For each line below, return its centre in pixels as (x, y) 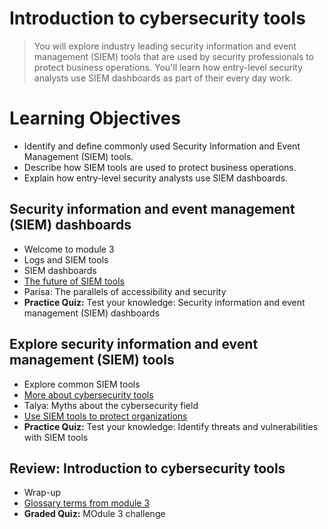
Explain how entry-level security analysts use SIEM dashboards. (156, 178)
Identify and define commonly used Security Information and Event (162, 146)
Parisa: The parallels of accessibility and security (125, 291)
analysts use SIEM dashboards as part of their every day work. (163, 78)
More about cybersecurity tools (88, 394)
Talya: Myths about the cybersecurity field (111, 405)
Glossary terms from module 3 (87, 503)
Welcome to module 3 (69, 249)
